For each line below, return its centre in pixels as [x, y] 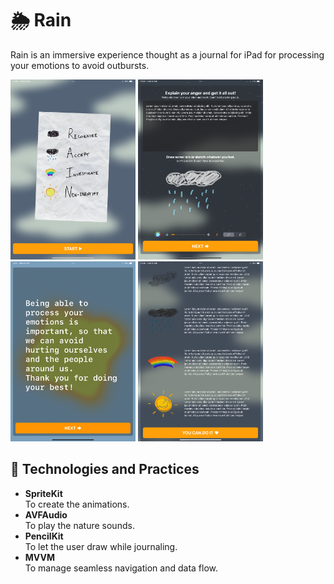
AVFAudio [46, 514]
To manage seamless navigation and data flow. [121, 568]
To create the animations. [77, 504]
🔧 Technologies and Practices [105, 469]
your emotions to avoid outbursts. [80, 65]
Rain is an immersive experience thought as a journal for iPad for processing [167, 54]
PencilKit [44, 536]
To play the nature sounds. [79, 525]
